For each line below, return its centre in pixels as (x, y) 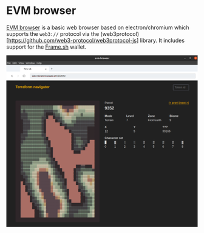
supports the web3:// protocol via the (53, 33)
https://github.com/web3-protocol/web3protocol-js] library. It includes (97, 40)
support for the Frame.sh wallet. (46, 47)
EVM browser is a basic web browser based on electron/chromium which (98, 27)
